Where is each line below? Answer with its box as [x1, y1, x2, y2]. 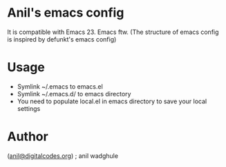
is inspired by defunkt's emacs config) [7, 35, 117, 43]
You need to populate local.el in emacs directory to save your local [17, 97, 207, 105]
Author [7, 129, 48, 145]
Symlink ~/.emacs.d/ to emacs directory [17, 89, 131, 98]
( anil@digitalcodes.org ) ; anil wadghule [7, 151, 119, 160]
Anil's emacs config [7, 5, 124, 21]
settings [17, 104, 41, 112]
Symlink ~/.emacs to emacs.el [17, 82, 104, 91]
